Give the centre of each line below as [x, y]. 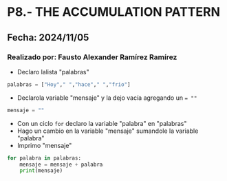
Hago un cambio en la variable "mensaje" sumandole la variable [108, 131]
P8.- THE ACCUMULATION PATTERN [114, 12]
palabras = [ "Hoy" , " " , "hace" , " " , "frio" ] [69, 84]
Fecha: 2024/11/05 [48, 38]
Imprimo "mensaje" [44, 145]
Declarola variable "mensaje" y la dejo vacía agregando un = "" [107, 98]
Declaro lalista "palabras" [53, 72]
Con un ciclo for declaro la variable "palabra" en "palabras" [102, 123]
